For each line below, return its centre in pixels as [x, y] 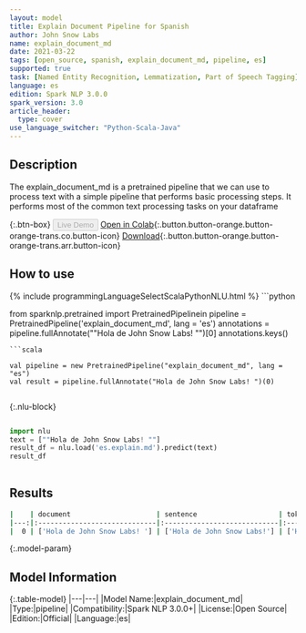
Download [141, 235]
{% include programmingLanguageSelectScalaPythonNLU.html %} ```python [153, 296]
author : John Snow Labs [55, 35]
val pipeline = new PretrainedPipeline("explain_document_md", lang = [146, 365]
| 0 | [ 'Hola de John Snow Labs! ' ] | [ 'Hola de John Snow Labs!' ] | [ [150, 531]
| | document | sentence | [146, 514]
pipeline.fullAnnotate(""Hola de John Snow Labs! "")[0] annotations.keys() [149, 332]
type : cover [41, 119]
